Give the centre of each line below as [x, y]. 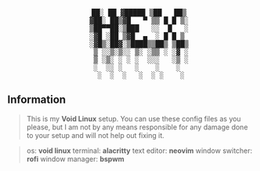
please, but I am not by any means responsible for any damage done [137, 127]
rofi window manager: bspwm [75, 158]
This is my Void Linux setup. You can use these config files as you [134, 118]
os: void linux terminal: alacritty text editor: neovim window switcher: [139, 151]
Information [37, 100]
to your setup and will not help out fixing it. [96, 135]
